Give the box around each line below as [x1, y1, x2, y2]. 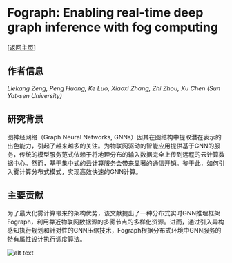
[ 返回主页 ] [7, 43, 37, 51]
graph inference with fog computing [7, 19, 219, 35]
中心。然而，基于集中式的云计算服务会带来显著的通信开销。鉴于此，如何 [12, 159, 219, 167]
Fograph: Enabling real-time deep [7, 5, 204, 21]
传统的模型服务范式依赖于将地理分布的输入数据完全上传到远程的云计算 [19, 150, 219, 158]
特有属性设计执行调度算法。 [7, 235, 86, 243]
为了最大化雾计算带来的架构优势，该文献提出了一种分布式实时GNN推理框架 [7, 209, 221, 217]
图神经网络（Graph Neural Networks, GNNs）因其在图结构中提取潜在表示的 [7, 133, 222, 141]
